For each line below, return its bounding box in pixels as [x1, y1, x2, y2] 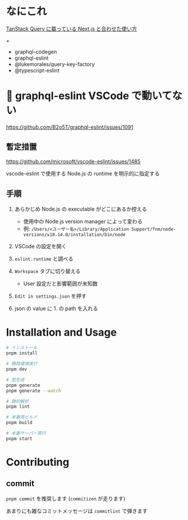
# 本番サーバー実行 [6, 431, 47, 436]
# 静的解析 [6, 398, 29, 404]
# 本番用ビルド [6, 414, 38, 421]
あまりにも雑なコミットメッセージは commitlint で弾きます [6, 507, 148, 514]
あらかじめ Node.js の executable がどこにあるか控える [14, 205, 147, 212]
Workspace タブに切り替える [14, 267, 81, 274]
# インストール [6, 345, 38, 351]
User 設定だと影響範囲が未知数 [23, 280, 98, 287]
